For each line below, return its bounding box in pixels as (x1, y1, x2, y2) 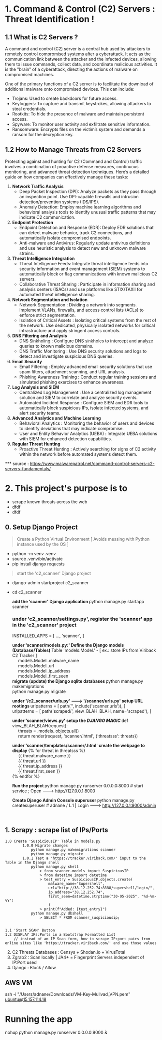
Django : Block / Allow (12, 964, 56, 970)
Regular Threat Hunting (12, 441, 60, 447)
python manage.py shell (30, 864, 79, 869)
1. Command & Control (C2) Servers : (5, 3, 156, 15)
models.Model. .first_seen (18, 673, 69, 679)
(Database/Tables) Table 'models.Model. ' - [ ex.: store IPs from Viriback (12, 647, 156, 653)
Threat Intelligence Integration (12, 256, 75, 261)
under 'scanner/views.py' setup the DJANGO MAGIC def (12, 718, 129, 723)
